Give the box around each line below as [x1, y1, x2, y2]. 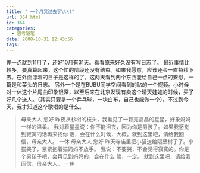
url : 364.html [6, 14, 42, 20]
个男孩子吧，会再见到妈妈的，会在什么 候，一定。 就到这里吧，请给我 [20, 152, 191, 160]
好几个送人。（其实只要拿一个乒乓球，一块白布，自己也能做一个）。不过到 [6, 95, 183, 102]
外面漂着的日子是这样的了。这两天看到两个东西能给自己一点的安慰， [21, 73, 189, 81]
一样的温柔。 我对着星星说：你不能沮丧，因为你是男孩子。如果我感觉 [20, 123, 189, 130]
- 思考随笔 [11, 31, 35, 37]
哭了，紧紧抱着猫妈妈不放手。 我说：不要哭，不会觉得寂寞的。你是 [26, 145, 189, 152]
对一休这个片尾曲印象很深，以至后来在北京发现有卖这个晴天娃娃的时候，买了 [6, 88, 194, 95]
